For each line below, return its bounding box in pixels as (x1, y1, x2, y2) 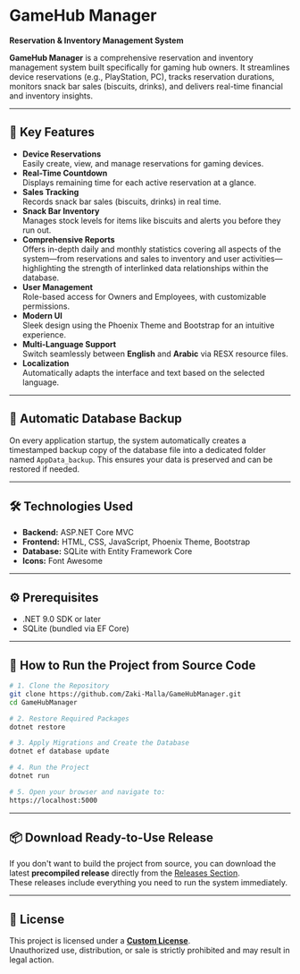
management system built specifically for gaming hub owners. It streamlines (9, 62, 290, 73)
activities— (241, 252, 283, 264)
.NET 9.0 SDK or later (21, 614, 101, 625)
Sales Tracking (21, 186, 79, 197)
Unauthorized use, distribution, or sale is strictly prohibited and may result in (9, 945, 290, 956)
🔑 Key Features (9, 124, 96, 140)
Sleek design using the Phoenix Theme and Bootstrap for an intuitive (21, 320, 275, 330)
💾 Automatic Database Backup (9, 411, 183, 426)
